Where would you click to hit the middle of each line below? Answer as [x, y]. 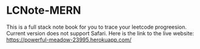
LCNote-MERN [44, 10]
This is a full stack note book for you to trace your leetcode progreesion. [96, 27]
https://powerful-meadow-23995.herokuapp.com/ [69, 39]
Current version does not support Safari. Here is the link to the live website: [100, 33]
